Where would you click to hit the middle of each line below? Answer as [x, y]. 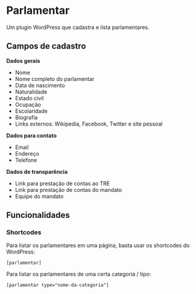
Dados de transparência [37, 171]
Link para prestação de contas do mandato [68, 190]
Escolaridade [31, 111]
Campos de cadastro [46, 46]
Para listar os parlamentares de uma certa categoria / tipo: [79, 274]
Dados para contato [32, 135]
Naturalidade [31, 92]
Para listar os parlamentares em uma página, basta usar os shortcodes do [98, 246]
